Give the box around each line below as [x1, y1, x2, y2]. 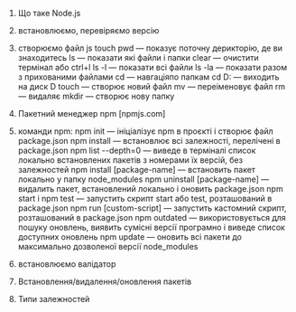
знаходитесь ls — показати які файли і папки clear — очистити [17, 52, 259, 62]
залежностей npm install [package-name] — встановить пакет [17, 165, 255, 175]
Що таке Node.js [17, 8, 81, 18]
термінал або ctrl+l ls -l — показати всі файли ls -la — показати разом [17, 62, 288, 72]
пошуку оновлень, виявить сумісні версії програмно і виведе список [17, 222, 286, 232]
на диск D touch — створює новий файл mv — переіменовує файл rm [17, 81, 286, 91]
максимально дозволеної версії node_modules [17, 241, 199, 251]
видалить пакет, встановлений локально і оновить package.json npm [17, 184, 283, 194]
